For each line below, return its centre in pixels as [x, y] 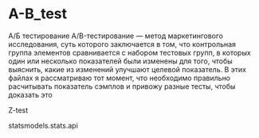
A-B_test [38, 14]
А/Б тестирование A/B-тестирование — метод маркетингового [116, 36]
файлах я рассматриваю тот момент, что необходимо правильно [120, 78]
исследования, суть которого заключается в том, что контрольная [122, 44]
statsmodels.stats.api [43, 125]
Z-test [18, 110]
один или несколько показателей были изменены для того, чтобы [120, 61]
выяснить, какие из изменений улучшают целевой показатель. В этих [128, 69]
